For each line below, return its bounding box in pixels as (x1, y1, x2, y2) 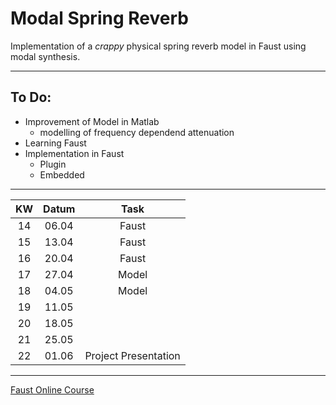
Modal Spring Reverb (10, 7, 189, 30)
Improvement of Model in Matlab (24, 115, 160, 127)
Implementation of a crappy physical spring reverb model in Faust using (10, 40, 307, 52)
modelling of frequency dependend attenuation (39, 126, 235, 138)
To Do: (10, 89, 52, 106)
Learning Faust (24, 137, 87, 149)
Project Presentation (84, 348, 181, 362)
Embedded (39, 168, 85, 181)
